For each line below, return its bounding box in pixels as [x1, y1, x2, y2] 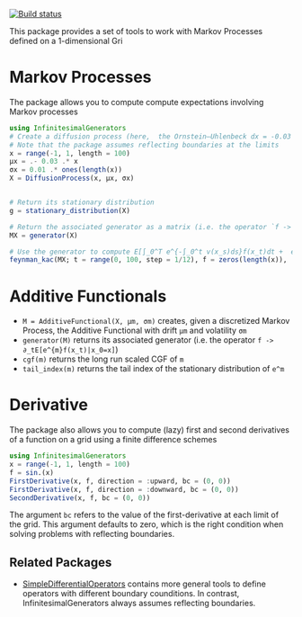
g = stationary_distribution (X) [9, 206, 130, 215]
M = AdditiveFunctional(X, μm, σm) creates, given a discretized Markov [22, 316, 290, 326]
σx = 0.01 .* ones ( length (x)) [9, 165, 123, 174]
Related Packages [9, 554, 112, 570]
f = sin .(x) [9, 468, 54, 477]
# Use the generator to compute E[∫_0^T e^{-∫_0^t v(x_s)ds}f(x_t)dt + [9, 247, 283, 256]
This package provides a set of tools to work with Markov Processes [9, 26, 263, 36]
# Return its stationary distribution [9, 198, 155, 207]
